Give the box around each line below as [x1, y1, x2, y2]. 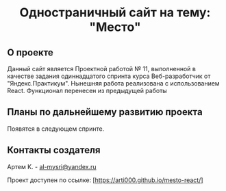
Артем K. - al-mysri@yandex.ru [7, 162, 97, 170]
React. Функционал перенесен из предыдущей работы [7, 87, 168, 94]
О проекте [7, 47, 53, 58]
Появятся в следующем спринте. [7, 125, 105, 133]
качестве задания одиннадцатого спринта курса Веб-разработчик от [7, 72, 211, 80]
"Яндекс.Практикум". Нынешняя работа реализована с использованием [7, 79, 221, 87]
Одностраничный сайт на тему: [19, 5, 211, 21]
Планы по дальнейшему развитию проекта [7, 106, 203, 118]
